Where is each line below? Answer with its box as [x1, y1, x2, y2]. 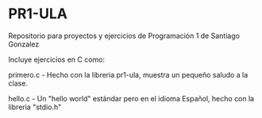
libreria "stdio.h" [8, 102, 62, 112]
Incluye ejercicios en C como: [8, 55, 106, 64]
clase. [8, 78, 28, 88]
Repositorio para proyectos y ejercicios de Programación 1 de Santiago [8, 31, 241, 40]
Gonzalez [8, 39, 40, 48]
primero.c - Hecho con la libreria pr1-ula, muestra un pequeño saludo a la [8, 70, 249, 79]
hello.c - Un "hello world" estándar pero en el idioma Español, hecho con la [8, 93, 255, 103]
